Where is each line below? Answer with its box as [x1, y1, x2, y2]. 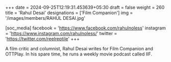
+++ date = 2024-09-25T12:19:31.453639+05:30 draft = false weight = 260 [5, 5, 165, 10]
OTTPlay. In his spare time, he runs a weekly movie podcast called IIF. [5, 51, 152, 57]
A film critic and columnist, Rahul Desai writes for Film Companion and [5, 46, 153, 51]
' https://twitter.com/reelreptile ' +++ [5, 36, 80, 42]
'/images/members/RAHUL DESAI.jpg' [5, 15, 86, 21]
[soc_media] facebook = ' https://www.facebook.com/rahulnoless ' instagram [5, 25, 166, 31]
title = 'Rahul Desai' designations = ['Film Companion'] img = [5, 10, 133, 16]
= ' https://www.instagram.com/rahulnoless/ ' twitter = [5, 30, 117, 36]
